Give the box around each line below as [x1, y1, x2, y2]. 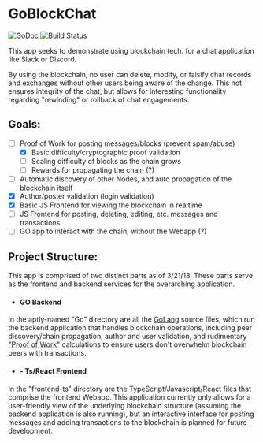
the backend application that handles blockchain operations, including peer [8, 323, 253, 333]
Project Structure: [8, 250, 98, 263]
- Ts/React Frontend [19, 366, 87, 375]
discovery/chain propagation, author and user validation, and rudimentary [8, 332, 247, 341]
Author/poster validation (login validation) [19, 192, 155, 201]
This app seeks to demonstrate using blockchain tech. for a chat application [8, 46, 254, 55]
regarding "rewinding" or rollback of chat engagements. [8, 95, 190, 104]
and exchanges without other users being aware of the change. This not [8, 78, 243, 87]
